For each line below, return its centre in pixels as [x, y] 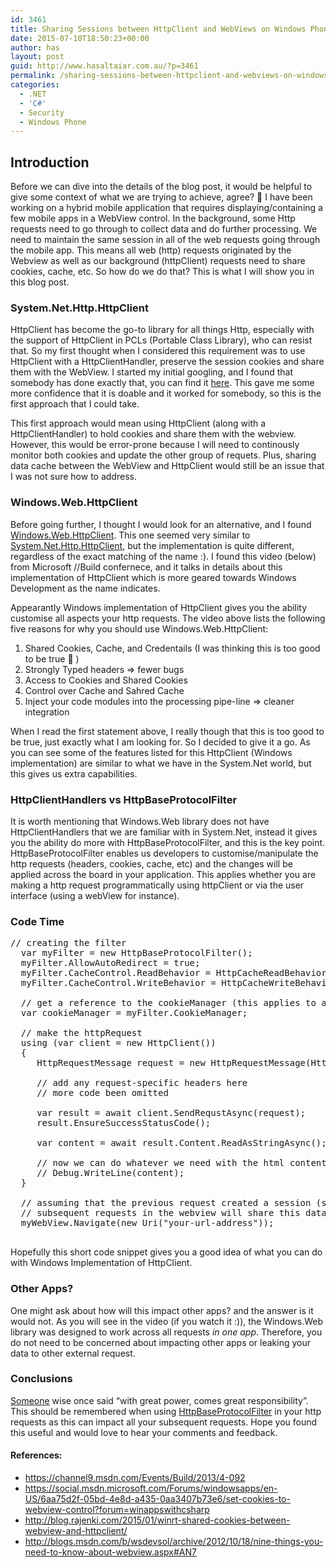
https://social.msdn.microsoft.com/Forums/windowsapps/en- [151, 1488]
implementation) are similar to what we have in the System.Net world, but [161, 763]
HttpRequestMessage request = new [121, 1063]
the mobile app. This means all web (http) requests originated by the [151, 250]
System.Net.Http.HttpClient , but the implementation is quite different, [152, 545]
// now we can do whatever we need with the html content [181, 1163]
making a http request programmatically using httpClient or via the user [157, 885]
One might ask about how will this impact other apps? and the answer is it [162, 1310]
